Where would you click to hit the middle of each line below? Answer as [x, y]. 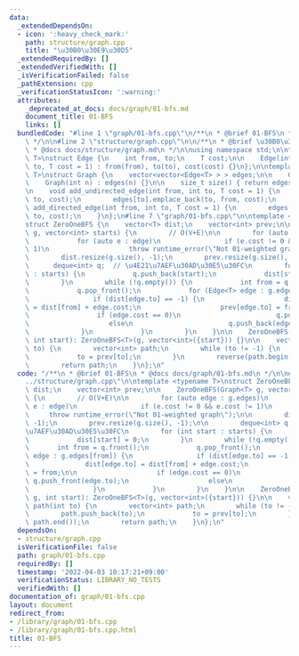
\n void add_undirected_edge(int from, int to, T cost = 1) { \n [153, 191]
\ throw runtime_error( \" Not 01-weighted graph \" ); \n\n [139, 415]
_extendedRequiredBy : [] [63, 59]
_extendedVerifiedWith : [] [67, 68]
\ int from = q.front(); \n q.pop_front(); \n [143, 448]
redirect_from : [37, 613]
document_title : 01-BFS [69, 117]
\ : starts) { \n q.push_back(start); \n [121, 274]
